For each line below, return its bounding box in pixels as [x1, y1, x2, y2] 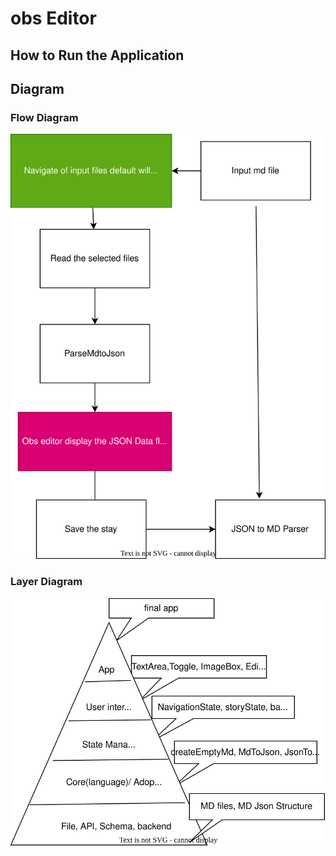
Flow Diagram [10, 110, 79, 124]
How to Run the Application [10, 47, 185, 64]
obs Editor [10, 7, 97, 30]
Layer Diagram [10, 575, 83, 589]
